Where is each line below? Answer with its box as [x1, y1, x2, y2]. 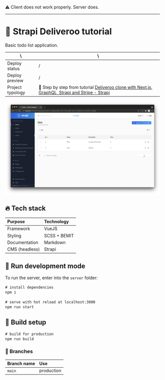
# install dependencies [5, 285, 54, 290]
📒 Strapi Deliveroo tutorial [5, 26, 112, 37]
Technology [44, 219, 69, 225]
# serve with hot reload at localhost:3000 [5, 300, 96, 305]
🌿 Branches [5, 348, 33, 355]
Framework [7, 226, 30, 232]
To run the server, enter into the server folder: [5, 275, 98, 281]
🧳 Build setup [5, 318, 47, 326]
